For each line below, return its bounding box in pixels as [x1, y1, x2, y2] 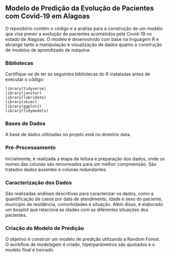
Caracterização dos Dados [5, 179, 72, 186]
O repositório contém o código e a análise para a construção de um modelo [5, 25, 163, 31]
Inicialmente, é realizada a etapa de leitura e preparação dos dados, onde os [5, 155, 165, 161]
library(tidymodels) [5, 108, 49, 113]
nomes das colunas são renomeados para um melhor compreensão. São [5, 161, 157, 167]
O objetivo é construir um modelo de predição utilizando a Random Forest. [5, 236, 160, 242]
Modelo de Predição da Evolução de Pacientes [5, 4, 154, 13]
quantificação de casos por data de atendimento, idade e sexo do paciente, [5, 196, 163, 202]
